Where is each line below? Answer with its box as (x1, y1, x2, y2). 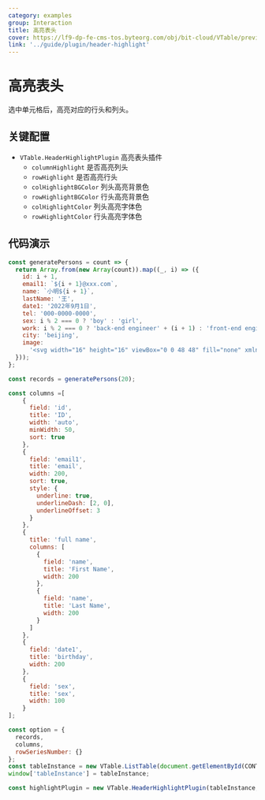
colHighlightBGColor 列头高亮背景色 (31, 182, 150, 192)
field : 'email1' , (28, 455, 87, 463)
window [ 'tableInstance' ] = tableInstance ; (8, 770, 150, 778)
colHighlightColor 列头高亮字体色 (31, 202, 143, 211)
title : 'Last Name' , (43, 602, 111, 610)
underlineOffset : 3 (36, 506, 101, 515)
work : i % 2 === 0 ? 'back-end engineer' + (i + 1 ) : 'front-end (22, 324, 242, 332)
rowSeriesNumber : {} (15, 748, 83, 756)
